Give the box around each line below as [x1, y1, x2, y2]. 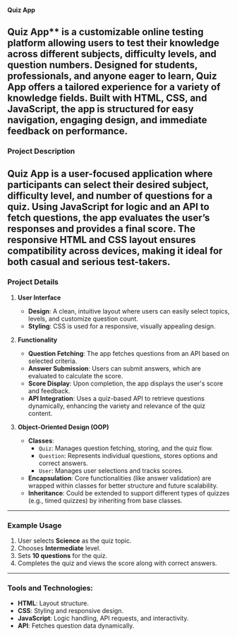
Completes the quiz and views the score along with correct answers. [17, 559, 217, 567]
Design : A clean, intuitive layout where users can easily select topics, [28, 307, 230, 315]
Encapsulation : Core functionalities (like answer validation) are [28, 474, 212, 482]
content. [28, 409, 53, 417]
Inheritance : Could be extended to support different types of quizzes [28, 488, 230, 497]
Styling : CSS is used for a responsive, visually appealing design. [28, 321, 217, 330]
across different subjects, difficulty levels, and [7, 48, 217, 60]
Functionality [17, 335, 58, 344]
